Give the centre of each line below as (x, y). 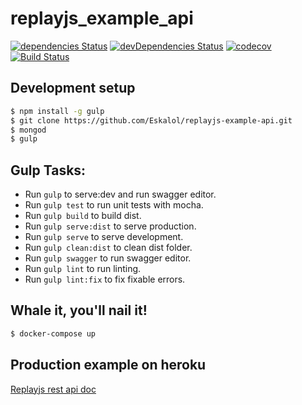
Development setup (73, 88)
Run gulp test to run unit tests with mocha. (114, 205)
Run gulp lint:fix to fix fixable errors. (105, 279)
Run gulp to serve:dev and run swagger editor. (120, 194)
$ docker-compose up (53, 333)
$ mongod (28, 130)
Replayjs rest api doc (53, 389)
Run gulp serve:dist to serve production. (110, 226)
